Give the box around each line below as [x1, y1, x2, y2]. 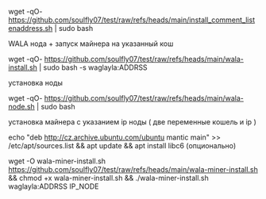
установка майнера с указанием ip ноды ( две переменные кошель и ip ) [8, 117, 256, 126]
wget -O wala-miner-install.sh [8, 156, 106, 166]
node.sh [8, 102, 36, 111]
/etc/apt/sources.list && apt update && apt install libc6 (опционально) [8, 141, 237, 150]
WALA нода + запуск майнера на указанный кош [8, 39, 174, 48]
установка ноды [8, 78, 64, 87]
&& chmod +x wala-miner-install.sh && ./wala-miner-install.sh [8, 174, 209, 182]
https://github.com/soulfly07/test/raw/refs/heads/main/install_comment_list [8, 15, 256, 25]
